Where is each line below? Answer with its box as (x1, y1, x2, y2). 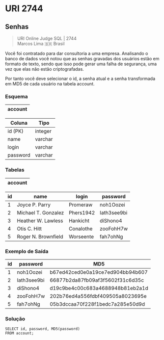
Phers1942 (68, 209, 95, 216)
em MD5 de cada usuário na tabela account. (5, 81, 95, 86)
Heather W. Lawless (17, 217, 63, 224)
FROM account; (5, 331, 34, 336)
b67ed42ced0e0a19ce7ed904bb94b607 (50, 268, 148, 275)
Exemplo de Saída (5, 248, 49, 255)
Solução (5, 315, 26, 322)
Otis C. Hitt (17, 225, 42, 232)
